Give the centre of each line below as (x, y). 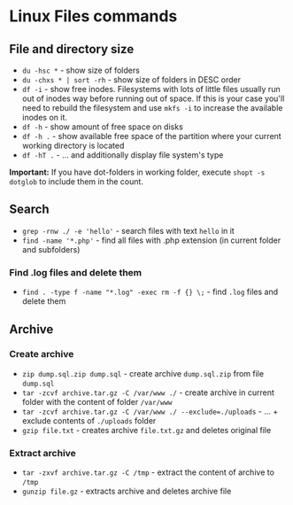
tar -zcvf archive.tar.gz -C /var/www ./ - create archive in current (148, 392)
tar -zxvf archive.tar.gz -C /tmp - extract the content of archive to (148, 472)
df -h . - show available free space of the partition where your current (151, 136)
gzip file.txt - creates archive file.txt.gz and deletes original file (146, 430)
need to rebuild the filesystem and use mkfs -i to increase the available (152, 108)
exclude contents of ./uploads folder (89, 420)
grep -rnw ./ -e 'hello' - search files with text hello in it (128, 230)
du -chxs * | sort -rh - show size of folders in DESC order (131, 80)
